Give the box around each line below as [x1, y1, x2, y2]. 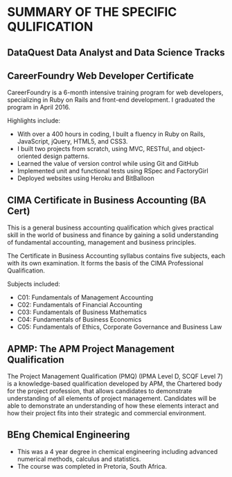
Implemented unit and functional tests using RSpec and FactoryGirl [17, 167, 209, 175]
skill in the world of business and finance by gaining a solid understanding [7, 231, 219, 239]
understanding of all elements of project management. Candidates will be [7, 394, 217, 403]
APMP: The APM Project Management [7, 342, 175, 354]
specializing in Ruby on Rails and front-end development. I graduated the [7, 96, 215, 104]
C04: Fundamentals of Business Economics [17, 315, 142, 324]
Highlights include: [7, 116, 61, 125]
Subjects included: [7, 280, 60, 288]
